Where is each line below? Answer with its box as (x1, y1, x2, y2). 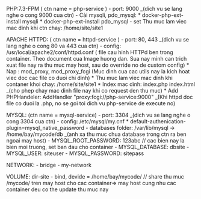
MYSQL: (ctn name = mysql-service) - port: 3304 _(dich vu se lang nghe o (6, 111, 191, 118)
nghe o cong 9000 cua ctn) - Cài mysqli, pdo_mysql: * (6, 11, 141, 19)
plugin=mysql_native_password (6, 124, 85, 131)
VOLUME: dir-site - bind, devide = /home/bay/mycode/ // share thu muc (6, 173, 185, 180)
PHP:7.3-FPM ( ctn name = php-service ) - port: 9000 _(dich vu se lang (6, 5, 182, 12)
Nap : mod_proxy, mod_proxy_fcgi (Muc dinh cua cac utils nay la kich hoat (6, 68, 190, 75)
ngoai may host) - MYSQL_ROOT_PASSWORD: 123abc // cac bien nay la (6, 137, 185, 144)
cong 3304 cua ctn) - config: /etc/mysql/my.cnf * (6, 118, 129, 125)
